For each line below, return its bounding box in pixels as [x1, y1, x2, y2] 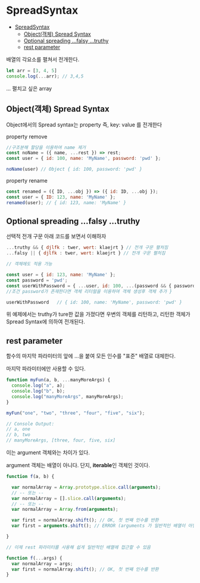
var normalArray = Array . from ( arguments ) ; [11, 507, 118, 513]
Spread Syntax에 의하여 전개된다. [6, 318, 85, 325]
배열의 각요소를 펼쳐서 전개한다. [6, 55, 80, 63]
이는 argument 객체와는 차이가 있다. [6, 449, 90, 456]
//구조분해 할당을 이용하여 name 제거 [6, 144, 86, 150]
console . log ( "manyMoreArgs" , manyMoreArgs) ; [11, 393, 124, 400]
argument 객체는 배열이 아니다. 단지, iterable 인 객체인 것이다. [6, 462, 151, 468]
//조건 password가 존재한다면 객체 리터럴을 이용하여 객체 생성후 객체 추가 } [6, 288, 173, 294]
